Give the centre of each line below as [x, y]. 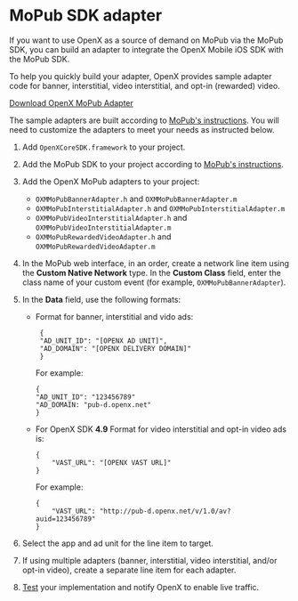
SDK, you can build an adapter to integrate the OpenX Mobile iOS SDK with [146, 49]
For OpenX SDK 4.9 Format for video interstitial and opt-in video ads [161, 429]
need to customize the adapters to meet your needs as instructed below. [142, 129]
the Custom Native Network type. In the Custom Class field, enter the [152, 272]
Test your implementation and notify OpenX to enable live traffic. [141, 587]
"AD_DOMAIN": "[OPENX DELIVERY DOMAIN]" [115, 348]
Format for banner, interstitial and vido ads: [114, 316]
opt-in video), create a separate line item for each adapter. [129, 570]
